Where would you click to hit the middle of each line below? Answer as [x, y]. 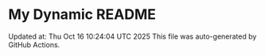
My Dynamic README [82, 15]
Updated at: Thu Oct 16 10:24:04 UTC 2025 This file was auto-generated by [132, 36]
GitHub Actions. [34, 44]
